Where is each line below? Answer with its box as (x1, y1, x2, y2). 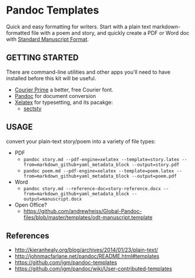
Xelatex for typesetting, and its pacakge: (14, 99, 113, 106)
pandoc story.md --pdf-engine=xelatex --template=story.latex (23, 156, 180, 162)
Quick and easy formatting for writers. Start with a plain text (6, 23, 151, 30)
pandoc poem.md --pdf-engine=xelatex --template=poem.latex (23, 168, 174, 174)
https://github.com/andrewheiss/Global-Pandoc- (23, 207, 143, 214)
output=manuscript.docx (23, 196, 82, 202)
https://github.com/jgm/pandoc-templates (14, 259, 117, 266)
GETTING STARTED (6, 53, 79, 63)
